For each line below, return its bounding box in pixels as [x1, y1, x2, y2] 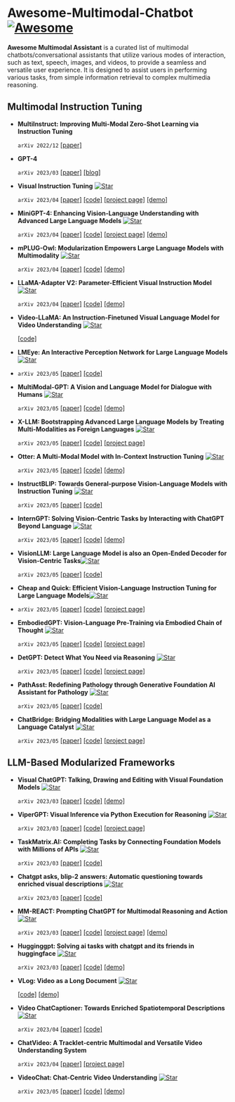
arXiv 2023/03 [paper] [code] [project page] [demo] [17, 927, 168, 937]
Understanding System [17, 1046, 87, 1054]
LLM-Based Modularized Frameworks [7, 756, 175, 768]
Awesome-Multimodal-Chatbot [7, 5, 194, 21]
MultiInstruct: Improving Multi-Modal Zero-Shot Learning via [17, 120, 199, 128]
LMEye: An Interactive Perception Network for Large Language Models [17, 348, 228, 356]
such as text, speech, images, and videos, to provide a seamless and [7, 58, 207, 66]
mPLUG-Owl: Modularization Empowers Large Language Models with [17, 243, 224, 252]
